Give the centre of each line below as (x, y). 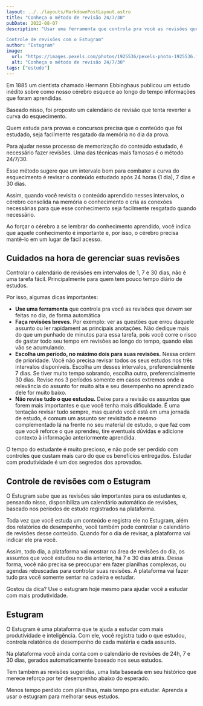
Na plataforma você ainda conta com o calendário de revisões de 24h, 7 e (98, 653)
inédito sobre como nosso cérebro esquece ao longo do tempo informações (101, 91)
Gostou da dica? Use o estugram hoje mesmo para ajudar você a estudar (97, 589)
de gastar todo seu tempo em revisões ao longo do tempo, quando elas (104, 341)
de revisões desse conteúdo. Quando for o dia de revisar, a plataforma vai (98, 533)
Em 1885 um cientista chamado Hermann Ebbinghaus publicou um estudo (98, 85)
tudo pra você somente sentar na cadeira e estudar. (71, 577)
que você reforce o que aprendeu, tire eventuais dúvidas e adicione (99, 431)
